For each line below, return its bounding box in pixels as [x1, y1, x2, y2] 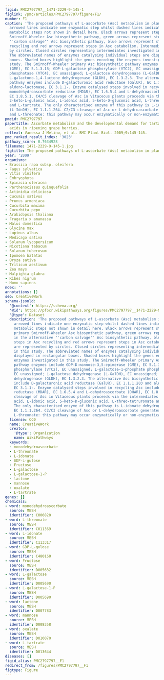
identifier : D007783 [9, 608, 51, 613]
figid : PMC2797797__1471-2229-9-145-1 [5, 7, 84, 12]
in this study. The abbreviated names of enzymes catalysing [14, 349, 141, 354]
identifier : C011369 [9, 526, 51, 532]
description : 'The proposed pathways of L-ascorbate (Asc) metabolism [9, 317, 156, 322]
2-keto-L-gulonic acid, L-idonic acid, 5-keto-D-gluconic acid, [9, 98, 143, 103]
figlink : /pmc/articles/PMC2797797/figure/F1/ [5, 12, 102, 17]
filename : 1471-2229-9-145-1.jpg [5, 144, 73, 149]
